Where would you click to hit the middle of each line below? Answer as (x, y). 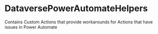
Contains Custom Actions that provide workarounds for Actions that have (79, 22)
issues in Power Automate (31, 27)
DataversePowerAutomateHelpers (76, 8)
